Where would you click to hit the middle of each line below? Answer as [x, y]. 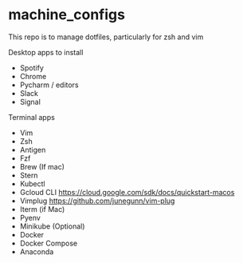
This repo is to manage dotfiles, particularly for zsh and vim [106, 37]
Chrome [33, 76]
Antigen [33, 149]
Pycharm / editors [49, 85]
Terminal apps [32, 117]
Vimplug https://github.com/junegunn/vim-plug [97, 201]
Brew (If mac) [42, 166]
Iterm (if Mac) [42, 209]
